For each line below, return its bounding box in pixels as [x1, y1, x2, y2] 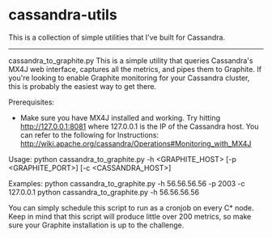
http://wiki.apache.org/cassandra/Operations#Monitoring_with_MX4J [19, 138, 252, 148]
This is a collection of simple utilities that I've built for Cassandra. [8, 32, 225, 42]
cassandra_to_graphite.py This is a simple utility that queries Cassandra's [8, 55, 253, 66]
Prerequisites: [8, 97, 55, 107]
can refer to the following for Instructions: [19, 130, 159, 139]
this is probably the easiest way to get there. [8, 81, 156, 91]
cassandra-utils [8, 6, 117, 24]
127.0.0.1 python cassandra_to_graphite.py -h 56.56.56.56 [8, 187, 200, 197]
